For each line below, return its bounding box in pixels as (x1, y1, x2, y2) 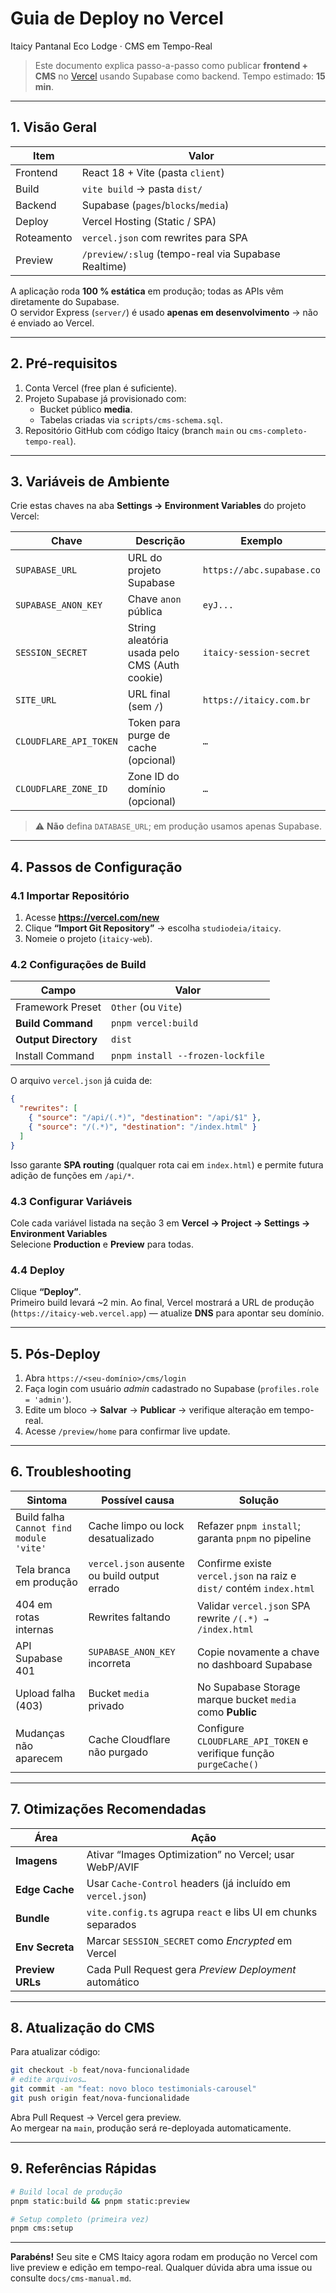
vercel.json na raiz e (196, 1568, 297, 1582)
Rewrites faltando (88, 1610, 171, 1624)
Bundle (15, 1911, 50, 1925)
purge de (127, 728, 171, 742)
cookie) (127, 671, 164, 685)
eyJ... (202, 600, 234, 611)
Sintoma (26, 1493, 68, 1507)
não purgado (88, 1745, 148, 1759)
